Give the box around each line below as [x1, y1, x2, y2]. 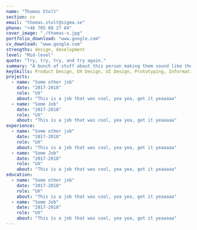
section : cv [6, 14, 35, 20]
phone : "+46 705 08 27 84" [6, 25, 72, 31]
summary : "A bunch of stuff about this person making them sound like [6, 63, 182, 69]
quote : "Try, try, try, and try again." [6, 57, 107, 63]
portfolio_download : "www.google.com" [6, 36, 101, 42]
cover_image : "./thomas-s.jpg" [6, 30, 83, 36]
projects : [6, 74, 30, 80]
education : [6, 172, 33, 178]
